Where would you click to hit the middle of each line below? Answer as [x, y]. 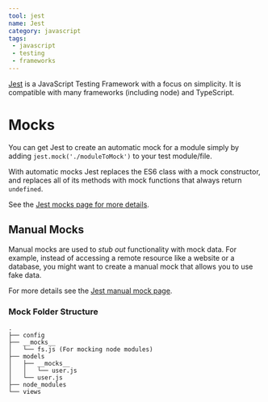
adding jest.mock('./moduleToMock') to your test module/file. [110, 156]
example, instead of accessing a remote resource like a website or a [121, 258]
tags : [17, 38]
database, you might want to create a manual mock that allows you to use [131, 266]
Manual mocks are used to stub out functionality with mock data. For [122, 249]
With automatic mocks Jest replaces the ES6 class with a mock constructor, [134, 171]
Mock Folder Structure [53, 312]
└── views [25, 392]
